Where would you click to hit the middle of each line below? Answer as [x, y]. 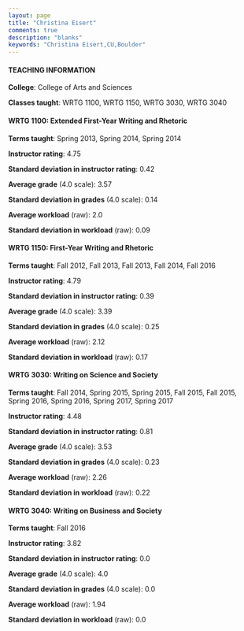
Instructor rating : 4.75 [44, 154]
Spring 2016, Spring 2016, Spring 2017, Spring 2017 [91, 401]
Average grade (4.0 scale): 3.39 [60, 311]
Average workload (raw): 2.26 [58, 477]
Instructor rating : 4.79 [44, 280]
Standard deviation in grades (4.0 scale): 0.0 [82, 589]
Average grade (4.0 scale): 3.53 [60, 447]
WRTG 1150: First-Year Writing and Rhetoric [81, 248]
